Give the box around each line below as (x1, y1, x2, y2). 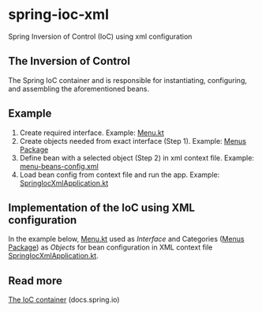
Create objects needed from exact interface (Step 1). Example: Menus (19, 136, 247, 145)
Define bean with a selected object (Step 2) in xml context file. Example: (19, 152, 255, 163)
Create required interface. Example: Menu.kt (19, 128, 164, 137)
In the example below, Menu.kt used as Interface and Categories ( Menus (8, 235, 245, 244)
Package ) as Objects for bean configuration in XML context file (8, 242, 213, 252)
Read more (8, 274, 63, 288)
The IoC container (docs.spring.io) (8, 295, 120, 305)
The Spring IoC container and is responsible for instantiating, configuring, (8, 75, 247, 85)
